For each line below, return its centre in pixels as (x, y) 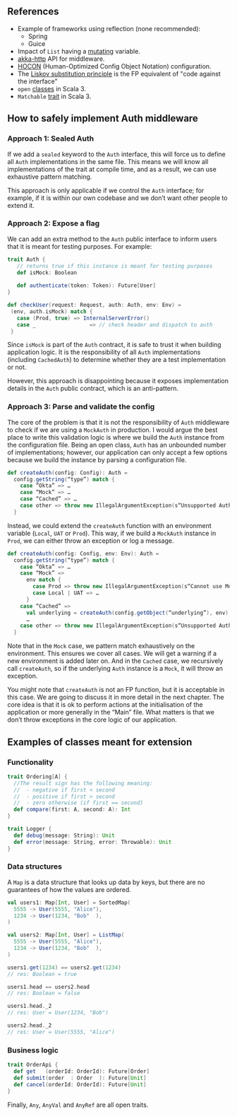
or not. (17, 368)
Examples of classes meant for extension (100, 742)
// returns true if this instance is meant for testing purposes (115, 266)
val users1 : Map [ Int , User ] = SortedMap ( (69, 903)
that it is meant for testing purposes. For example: (80, 246)
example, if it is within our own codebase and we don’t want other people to (117, 198)
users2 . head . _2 (30, 1026)
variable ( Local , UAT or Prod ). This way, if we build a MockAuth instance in (112, 533)
